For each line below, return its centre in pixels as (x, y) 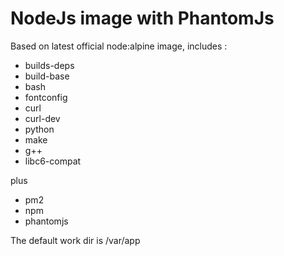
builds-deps (49, 65)
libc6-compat (53, 161)
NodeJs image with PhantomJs (142, 18)
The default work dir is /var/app (75, 240)
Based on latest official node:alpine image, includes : (119, 46)
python (39, 129)
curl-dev (42, 118)
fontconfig (46, 97)
